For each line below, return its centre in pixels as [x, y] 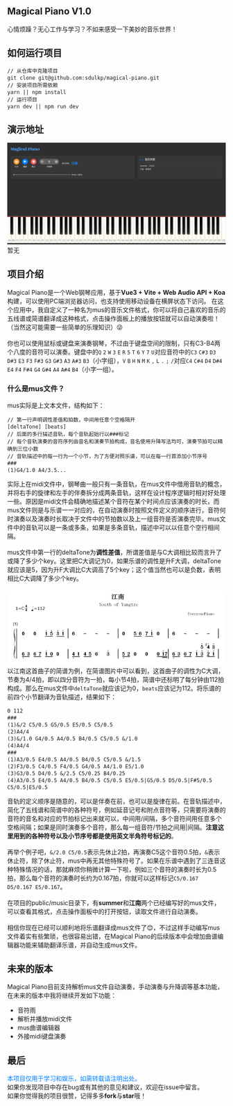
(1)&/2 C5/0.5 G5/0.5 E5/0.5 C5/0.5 [60, 725]
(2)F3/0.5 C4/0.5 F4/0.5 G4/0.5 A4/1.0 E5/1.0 [76, 766]
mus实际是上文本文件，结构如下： [56, 405]
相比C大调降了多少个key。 [45, 578]
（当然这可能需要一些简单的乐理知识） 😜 [65, 327]
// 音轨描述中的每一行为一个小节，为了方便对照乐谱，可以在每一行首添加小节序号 [107, 456]
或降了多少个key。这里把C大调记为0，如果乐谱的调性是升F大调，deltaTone [114, 561]
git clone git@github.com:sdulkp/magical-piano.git [83, 78]
